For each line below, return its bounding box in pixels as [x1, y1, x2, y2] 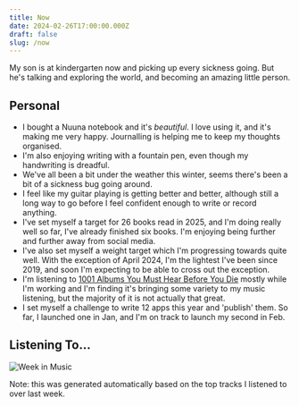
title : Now [9, 13, 50, 22]
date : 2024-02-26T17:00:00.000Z [9, 21, 129, 30]
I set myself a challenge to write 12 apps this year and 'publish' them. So [21, 302, 288, 313]
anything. [21, 207, 57, 218]
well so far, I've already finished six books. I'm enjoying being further [21, 226, 276, 237]
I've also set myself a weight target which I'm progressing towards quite [21, 245, 287, 256]
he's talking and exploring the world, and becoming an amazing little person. [9, 72, 291, 83]
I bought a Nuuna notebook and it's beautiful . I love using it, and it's [21, 122, 271, 132]
